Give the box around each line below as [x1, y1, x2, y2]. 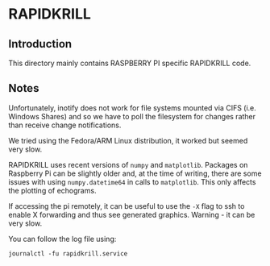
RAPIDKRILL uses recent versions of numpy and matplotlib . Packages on [8, 160, 248, 169]
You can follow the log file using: [8, 234, 117, 243]
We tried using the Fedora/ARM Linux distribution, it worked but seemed [8, 135, 248, 145]
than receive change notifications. [8, 120, 122, 130]
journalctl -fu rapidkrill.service [8, 249, 128, 258]
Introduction [8, 37, 73, 51]
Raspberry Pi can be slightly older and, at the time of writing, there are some [8, 168, 262, 178]
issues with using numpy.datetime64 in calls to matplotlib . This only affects [8, 177, 256, 186]
